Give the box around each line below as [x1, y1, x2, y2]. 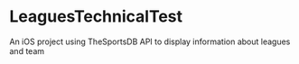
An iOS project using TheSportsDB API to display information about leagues [9, 36, 291, 47]
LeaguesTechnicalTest [9, 6, 183, 27]
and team [9, 45, 45, 56]
